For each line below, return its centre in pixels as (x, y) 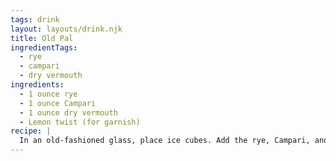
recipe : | (31, 131)
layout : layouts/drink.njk (66, 29)
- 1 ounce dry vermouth (68, 112)
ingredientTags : (44, 47)
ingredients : (37, 85)
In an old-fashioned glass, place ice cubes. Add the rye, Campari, (165, 141)
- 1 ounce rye (48, 94)
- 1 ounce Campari (58, 103)
